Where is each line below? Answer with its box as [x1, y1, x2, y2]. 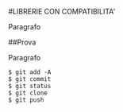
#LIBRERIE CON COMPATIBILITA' [8, 7, 116, 16]
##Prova [8, 37, 37, 47]
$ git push [8, 96, 44, 104]
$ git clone [8, 89, 48, 97]
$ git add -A [8, 68, 52, 76]
